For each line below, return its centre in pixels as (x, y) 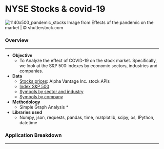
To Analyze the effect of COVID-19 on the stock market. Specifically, (88, 61)
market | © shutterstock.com (34, 27)
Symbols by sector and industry (51, 92)
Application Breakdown (33, 135)
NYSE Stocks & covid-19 (55, 9)
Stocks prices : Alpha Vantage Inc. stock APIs (64, 81)
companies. (31, 71)
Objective (22, 56)
